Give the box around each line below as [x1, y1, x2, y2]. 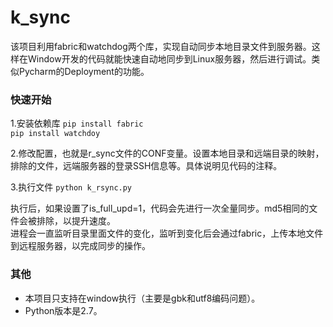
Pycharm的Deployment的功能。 [18, 65, 150, 77]
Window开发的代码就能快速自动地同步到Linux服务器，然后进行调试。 [27, 52, 312, 65]
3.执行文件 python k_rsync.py [10, 181, 133, 193]
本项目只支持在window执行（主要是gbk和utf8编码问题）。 [24, 292, 261, 304]
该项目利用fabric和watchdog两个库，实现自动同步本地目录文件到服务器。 [10, 40, 312, 52]
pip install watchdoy [10, 129, 101, 139]
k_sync [10, 6, 72, 29]
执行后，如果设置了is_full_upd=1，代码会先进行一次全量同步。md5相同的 [10, 202, 310, 215]
